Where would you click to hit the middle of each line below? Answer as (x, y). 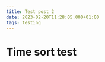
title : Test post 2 (30, 12)
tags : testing (24, 22)
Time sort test (42, 52)
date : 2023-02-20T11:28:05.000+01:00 (53, 17)
